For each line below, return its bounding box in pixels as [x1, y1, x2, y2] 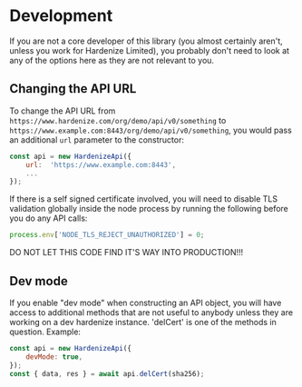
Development [9, 5, 113, 26]
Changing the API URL [9, 81, 137, 96]
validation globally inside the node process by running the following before [9, 203, 288, 214]
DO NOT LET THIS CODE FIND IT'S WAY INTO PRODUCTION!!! [9, 247, 244, 258]
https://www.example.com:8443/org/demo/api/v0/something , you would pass [9, 124, 292, 135]
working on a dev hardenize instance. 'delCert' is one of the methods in [9, 316, 277, 327]
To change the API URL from [9, 105, 116, 116]
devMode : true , [25, 352, 83, 362]
